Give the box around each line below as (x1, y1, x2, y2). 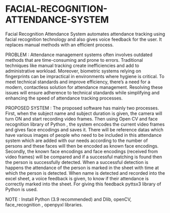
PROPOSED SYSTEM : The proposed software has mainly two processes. (5, 105, 159, 111)
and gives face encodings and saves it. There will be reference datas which (5, 126, 164, 133)
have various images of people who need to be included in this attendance (5, 132, 162, 138)
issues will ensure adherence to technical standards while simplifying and (5, 89, 160, 96)
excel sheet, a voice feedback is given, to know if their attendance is (5, 175, 149, 181)
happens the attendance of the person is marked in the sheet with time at (5, 164, 159, 171)
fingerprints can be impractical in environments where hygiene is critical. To (5, 73, 164, 79)
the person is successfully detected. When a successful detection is (5, 159, 149, 165)
